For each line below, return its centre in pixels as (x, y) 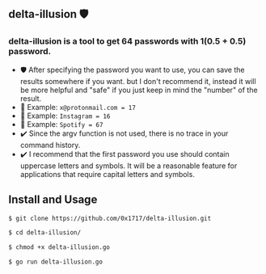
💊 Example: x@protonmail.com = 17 (78, 107)
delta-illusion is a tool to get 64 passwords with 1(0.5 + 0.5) (127, 41)
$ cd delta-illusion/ (45, 233)
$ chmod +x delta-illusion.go (59, 247)
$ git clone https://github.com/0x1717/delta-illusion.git (110, 218)
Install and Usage (53, 200)
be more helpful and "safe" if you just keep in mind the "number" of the (139, 90)
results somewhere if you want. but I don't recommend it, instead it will (138, 81)
